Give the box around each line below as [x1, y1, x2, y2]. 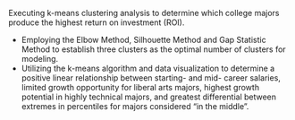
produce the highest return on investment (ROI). [8, 17, 185, 28]
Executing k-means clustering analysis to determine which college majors [8, 8, 280, 18]
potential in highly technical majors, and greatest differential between [21, 91, 277, 102]
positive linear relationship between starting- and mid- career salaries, [21, 73, 281, 83]
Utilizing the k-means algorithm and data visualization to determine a [21, 63, 275, 73]
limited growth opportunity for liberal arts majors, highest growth [21, 82, 260, 92]
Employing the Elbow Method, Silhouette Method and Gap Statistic [21, 35, 266, 45]
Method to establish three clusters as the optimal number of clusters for [21, 44, 287, 55]
